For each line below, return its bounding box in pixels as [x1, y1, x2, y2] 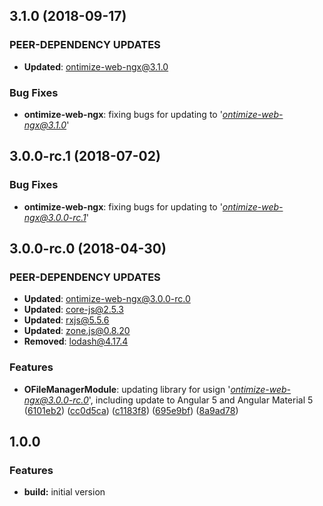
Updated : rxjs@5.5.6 [23, 314, 110, 326]
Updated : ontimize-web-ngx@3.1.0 [23, 60, 169, 73]
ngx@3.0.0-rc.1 [23, 211, 87, 223]
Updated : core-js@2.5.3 [23, 304, 124, 316]
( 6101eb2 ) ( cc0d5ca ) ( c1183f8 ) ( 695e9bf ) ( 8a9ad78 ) [23, 404, 239, 416]
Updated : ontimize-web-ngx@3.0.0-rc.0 [23, 293, 191, 305]
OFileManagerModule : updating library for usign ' [23, 383, 231, 395]
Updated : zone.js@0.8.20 [23, 325, 131, 337]
